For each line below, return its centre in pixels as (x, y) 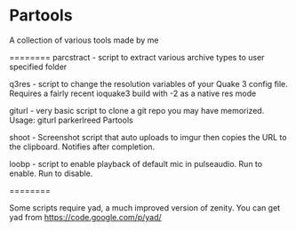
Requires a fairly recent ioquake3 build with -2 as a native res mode (133, 93)
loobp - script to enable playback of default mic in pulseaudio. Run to (136, 163)
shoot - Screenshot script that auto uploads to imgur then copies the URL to (148, 137)
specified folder (38, 67)
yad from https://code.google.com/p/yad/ (85, 217)
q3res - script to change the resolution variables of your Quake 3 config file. (149, 84)
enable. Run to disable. (51, 173)
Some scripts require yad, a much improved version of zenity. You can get (145, 207)
